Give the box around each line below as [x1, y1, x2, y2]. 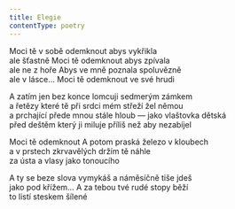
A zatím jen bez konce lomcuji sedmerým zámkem [9, 90, 193, 102]
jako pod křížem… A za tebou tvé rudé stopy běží [9, 182, 189, 192]
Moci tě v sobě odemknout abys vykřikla [9, 45, 158, 56]
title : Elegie [9, 12, 62, 22]
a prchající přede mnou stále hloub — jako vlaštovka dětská [9, 110, 227, 120]
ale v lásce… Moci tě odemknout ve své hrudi [9, 74, 176, 84]
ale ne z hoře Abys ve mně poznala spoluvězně [9, 64, 182, 75]
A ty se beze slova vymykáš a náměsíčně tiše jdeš [9, 172, 192, 182]
